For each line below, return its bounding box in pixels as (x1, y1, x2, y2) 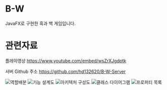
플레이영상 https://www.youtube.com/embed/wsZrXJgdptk (5, 58, 127, 64)
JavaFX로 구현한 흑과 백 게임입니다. (5, 20, 76, 26)
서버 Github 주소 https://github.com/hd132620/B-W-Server (5, 68, 126, 74)
